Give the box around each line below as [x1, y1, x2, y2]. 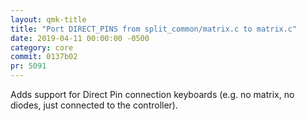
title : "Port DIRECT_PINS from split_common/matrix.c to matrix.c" [10, 24, 298, 34]
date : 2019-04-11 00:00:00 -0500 [10, 33, 150, 43]
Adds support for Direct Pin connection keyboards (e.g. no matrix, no [10, 89, 295, 100]
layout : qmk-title [10, 14, 87, 25]
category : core [10, 42, 74, 53]
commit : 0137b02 [10, 52, 78, 62]
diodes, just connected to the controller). [10, 99, 179, 111]
